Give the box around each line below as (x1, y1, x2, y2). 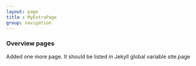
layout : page (6, 8, 39, 15)
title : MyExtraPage (6, 14, 58, 20)
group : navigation (6, 20, 52, 26)
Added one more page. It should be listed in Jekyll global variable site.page (6, 53, 191, 60)
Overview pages (6, 39, 55, 48)
